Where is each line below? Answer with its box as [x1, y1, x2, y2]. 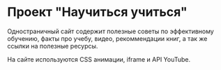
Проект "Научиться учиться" [7, 4, 188, 20]
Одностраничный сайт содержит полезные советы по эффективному [7, 27, 214, 35]
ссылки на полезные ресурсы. [7, 42, 98, 50]
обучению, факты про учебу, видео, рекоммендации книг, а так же [7, 34, 208, 42]
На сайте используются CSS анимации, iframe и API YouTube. [7, 55, 191, 63]
